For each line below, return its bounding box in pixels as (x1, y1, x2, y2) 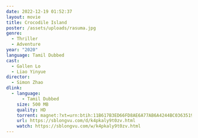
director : (6, 74, 31, 80)
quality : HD (16, 107, 46, 113)
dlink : (6, 85, 22, 91)
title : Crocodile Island (6, 19, 67, 25)
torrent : (16, 112, 38, 118)
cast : (6, 58, 19, 63)
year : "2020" (6, 47, 38, 53)
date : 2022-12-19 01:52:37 (6, 8, 72, 15)
